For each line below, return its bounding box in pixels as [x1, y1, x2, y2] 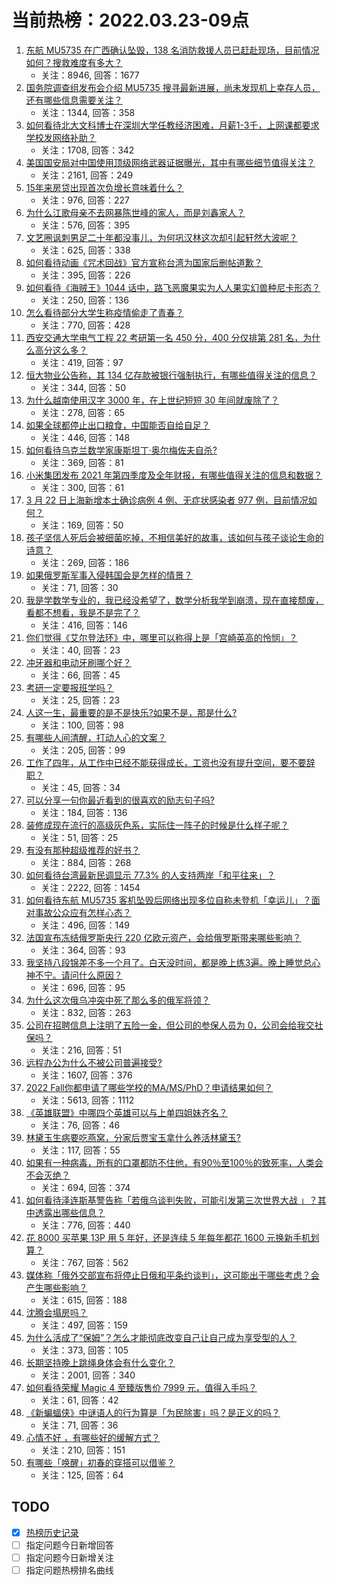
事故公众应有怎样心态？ [34, 906, 132, 918]
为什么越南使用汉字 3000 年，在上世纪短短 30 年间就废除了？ [25, 394, 280, 406]
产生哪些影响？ [25, 1281, 88, 1293]
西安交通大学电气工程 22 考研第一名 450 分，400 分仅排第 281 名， [25, 331, 304, 343]
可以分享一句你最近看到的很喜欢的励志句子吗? [25, 794, 215, 806]
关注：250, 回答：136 [40, 294, 129, 306]
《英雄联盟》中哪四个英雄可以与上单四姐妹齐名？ [25, 1106, 228, 1118]
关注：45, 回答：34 [40, 781, 121, 793]
